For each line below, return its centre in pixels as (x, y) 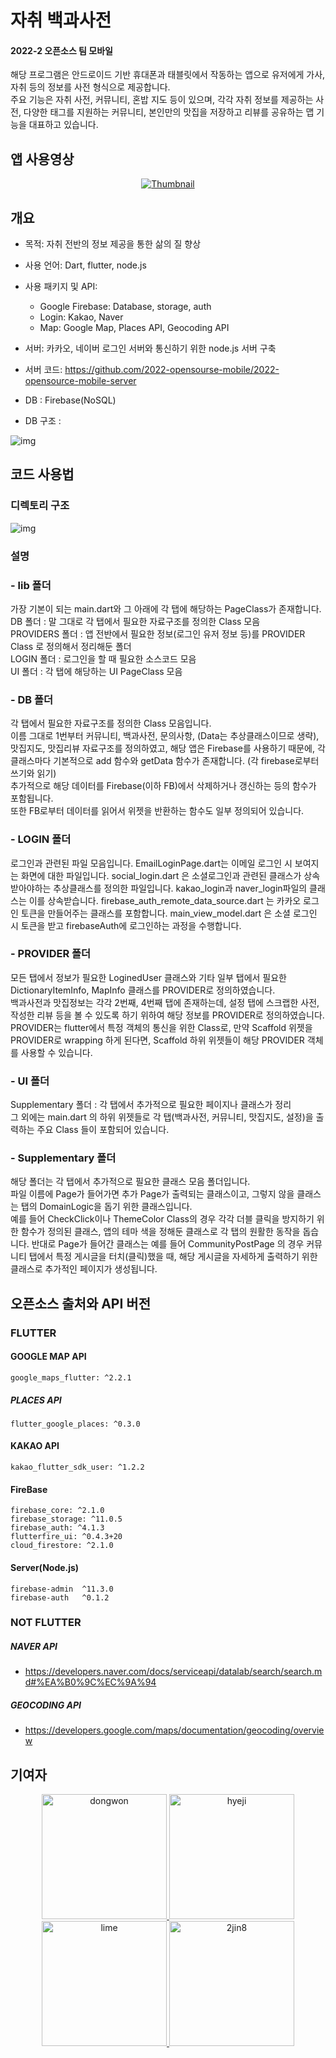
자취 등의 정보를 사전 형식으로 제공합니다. (90, 87)
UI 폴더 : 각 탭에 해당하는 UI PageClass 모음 (96, 671)
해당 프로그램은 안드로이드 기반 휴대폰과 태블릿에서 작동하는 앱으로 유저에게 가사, (168, 75)
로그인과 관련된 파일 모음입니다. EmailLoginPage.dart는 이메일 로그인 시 (151, 863)
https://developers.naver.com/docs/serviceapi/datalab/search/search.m (173, 1672)
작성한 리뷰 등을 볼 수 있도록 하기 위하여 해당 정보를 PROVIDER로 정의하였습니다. (167, 1015)
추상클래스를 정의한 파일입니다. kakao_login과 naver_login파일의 (180, 888)
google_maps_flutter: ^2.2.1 (71, 1377)
